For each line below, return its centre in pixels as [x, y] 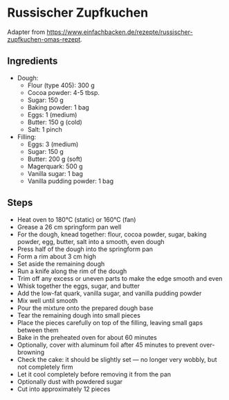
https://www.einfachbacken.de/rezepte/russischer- [120, 32]
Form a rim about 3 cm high [57, 256]
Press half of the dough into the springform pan [85, 249]
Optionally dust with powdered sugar [70, 381]
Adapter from [26, 32]
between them [38, 330]
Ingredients [33, 61]
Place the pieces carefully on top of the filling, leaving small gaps [110, 322]
